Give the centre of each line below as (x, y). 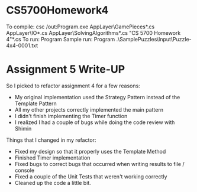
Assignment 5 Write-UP (66, 69)
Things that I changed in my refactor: (51, 140)
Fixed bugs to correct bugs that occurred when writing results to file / (99, 164)
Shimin (23, 128)
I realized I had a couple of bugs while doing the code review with (95, 122)
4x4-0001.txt (22, 45)
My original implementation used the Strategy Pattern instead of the (97, 97)
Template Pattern (36, 103)
